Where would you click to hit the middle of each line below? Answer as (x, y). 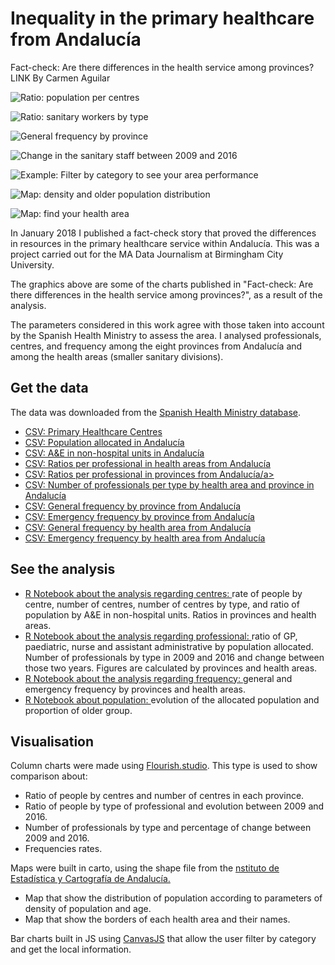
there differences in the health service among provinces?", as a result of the (166, 294)
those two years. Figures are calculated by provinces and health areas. (171, 668)
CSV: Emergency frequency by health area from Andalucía (145, 538)
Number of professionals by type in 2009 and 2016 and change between (174, 657)
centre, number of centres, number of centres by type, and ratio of (162, 604)
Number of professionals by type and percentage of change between (168, 828)
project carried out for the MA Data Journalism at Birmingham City (147, 254)
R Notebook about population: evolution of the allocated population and (172, 699)
